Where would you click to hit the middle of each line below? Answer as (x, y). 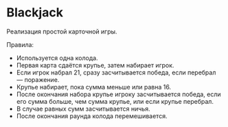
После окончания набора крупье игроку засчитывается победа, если (118, 94)
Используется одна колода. (57, 58)
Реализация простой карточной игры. (62, 31)
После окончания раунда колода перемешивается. (92, 116)
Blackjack (35, 13)
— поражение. (38, 79)
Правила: (20, 44)
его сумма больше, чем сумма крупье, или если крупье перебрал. (115, 101)
